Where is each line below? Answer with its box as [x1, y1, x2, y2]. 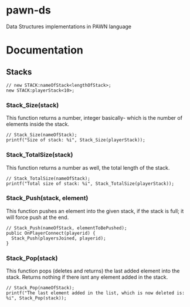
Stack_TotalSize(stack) [6, 151, 73, 159]
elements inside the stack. [6, 121, 69, 128]
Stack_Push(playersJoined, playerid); [11, 235, 107, 241]
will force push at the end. [6, 214, 69, 221]
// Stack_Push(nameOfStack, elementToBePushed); [6, 225, 127, 231]
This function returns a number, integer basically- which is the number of [6, 114, 183, 122]
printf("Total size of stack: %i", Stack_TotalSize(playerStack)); [6, 180, 175, 187]
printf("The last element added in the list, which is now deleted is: [6, 290, 185, 296]
